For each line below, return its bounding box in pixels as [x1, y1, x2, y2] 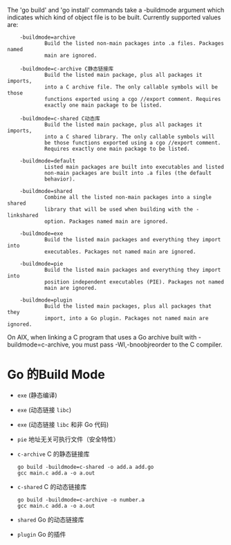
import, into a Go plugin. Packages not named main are [44, 315, 209, 322]
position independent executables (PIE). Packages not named [44, 279, 225, 286]
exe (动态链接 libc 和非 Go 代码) [17, 420, 109, 428]
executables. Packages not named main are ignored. [44, 248, 196, 255]
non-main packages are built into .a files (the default [44, 169, 212, 176]
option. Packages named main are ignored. [44, 218, 169, 225]
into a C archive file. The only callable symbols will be [44, 84, 218, 91]
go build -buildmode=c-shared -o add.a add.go [17, 463, 154, 470]
